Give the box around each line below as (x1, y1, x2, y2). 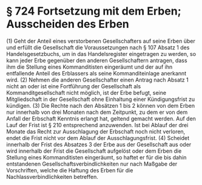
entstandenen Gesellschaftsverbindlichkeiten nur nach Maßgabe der (6, 160, 178, 167)
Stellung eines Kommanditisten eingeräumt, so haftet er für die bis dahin (6, 153, 187, 161)
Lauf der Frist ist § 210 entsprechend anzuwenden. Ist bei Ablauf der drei (6, 121, 189, 128)
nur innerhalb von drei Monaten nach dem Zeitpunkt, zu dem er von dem (6, 108, 188, 116)
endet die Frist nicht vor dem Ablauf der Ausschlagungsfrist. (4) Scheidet (6, 134, 190, 141)
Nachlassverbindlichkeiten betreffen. (6, 173, 98, 180)
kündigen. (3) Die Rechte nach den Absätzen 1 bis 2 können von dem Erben (6, 102, 195, 109)
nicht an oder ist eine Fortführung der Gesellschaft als (6, 82, 141, 89)
